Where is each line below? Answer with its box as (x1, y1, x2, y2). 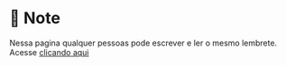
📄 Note (9, 8, 61, 29)
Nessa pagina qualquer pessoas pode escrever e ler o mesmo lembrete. (9, 37, 278, 48)
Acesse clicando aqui (9, 46, 89, 57)
